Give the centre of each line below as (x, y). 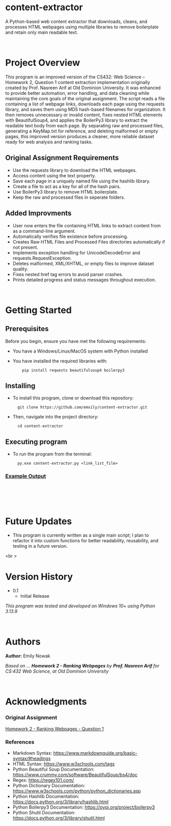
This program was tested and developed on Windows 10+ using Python (80, 606)
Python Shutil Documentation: (44, 813)
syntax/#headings (32, 759)
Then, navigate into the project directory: (55, 417)
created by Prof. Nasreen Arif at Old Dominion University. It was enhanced (83, 88)
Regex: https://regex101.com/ (43, 780)
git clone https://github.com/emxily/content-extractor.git (82, 407)
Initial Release (35, 596)
